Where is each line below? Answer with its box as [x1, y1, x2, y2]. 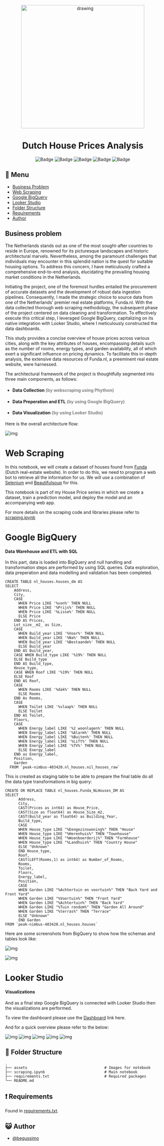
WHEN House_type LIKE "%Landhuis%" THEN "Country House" [18, 840, 138, 845]
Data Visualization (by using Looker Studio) [12, 410, 103, 416]
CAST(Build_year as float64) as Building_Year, [18, 814, 118, 819]
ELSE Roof [14, 674, 34, 680]
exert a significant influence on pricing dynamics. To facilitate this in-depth [5, 351, 157, 357]
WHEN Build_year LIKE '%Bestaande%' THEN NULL [18, 640, 116, 645]
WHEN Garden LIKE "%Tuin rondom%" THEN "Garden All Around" [18, 905, 144, 910]
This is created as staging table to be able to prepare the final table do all [5, 774, 154, 780]
